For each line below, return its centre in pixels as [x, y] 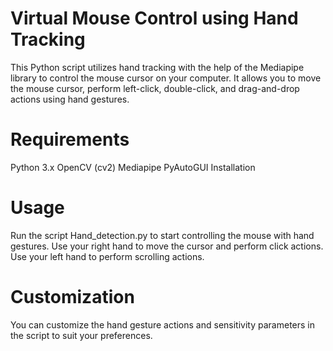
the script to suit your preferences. [81, 335]
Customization [72, 297]
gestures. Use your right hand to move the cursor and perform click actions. [167, 246]
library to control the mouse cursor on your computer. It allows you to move [166, 78]
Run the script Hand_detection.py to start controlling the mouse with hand [162, 235]
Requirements [70, 139]
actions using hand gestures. [70, 99]
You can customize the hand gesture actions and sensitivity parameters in [162, 324]
